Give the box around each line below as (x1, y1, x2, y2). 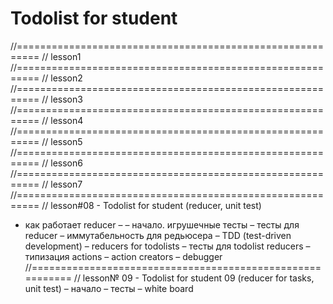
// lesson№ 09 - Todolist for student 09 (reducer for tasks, (73, 272, 315, 284)
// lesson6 (41, 157, 83, 169)
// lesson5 (41, 135, 83, 147)
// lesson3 (41, 93, 83, 105)
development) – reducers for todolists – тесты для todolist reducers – (24, 240, 311, 252)
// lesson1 (41, 50, 82, 62)
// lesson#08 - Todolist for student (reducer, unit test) (41, 199, 262, 211)
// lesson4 (41, 114, 84, 126)
